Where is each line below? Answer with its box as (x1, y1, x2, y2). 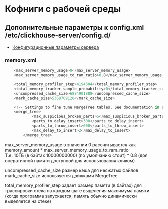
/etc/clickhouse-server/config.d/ (5, 31, 111, 39)
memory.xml (5, 56, 37, 63)
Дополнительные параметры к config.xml (5, 23, 144, 32)
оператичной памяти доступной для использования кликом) (5, 157, 135, 163)
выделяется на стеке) (5, 198, 51, 204)
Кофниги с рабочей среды (5, 3, 121, 15)
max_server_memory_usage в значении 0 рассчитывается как (5, 141, 136, 148)
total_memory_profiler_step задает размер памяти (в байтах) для (5, 182, 142, 188)
